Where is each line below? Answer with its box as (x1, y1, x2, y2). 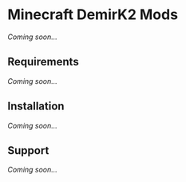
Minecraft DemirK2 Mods (7, 6, 179, 24)
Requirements (7, 55, 79, 69)
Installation (7, 100, 65, 113)
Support (7, 144, 49, 157)
